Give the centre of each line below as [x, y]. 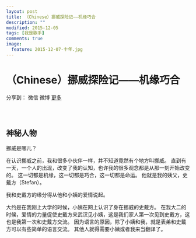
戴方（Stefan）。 [25, 183]
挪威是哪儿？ [21, 148]
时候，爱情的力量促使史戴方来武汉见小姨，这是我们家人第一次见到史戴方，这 [98, 215]
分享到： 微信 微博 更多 [34, 97]
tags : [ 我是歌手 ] [25, 33]
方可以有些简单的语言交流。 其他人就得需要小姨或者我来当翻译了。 [86, 229]
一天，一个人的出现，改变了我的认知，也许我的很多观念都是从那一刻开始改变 [98, 168]
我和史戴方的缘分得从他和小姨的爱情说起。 [57, 195]
